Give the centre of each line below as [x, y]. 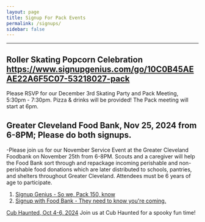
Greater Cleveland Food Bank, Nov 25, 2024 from [102, 126]
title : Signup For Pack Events [46, 18]
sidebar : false [26, 29]
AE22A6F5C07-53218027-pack [68, 79]
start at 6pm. [22, 106]
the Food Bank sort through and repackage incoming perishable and [92, 163]
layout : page [23, 12]
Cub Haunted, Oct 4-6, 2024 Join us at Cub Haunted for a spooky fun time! [101, 212]
